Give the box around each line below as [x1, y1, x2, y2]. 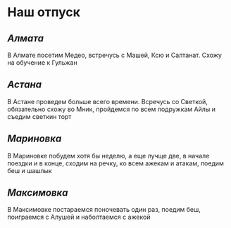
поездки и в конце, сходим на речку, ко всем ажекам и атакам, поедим [7, 159, 224, 167]
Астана [7, 79, 42, 91]
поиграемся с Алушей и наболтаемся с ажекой [7, 213, 151, 222]
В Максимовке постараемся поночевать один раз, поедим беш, [7, 205, 201, 214]
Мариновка [7, 133, 62, 145]
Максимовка [7, 187, 68, 199]
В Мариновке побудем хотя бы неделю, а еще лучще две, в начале [7, 151, 210, 160]
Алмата [7, 32, 44, 44]
